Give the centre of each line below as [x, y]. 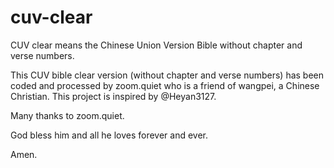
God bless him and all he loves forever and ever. [109, 135]
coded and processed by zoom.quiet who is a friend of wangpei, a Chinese [165, 85]
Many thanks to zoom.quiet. [67, 115]
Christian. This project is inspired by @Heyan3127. [113, 96]
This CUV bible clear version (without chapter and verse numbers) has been [167, 75]
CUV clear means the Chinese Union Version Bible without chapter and [156, 45]
